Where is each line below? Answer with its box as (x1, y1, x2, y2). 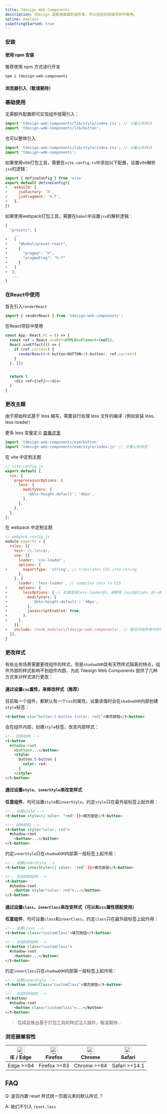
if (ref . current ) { (14, 347, 55, 352)
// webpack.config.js (5, 534, 50, 539)
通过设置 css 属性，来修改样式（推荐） (5, 686, 82, 692)
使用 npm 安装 (5, 52, 34, 58)
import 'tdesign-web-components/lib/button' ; (5, 125, 101, 131)
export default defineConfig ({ (5, 180, 70, 185)
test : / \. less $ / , (14, 548, 50, 553)
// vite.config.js (5, 464, 43, 469)
